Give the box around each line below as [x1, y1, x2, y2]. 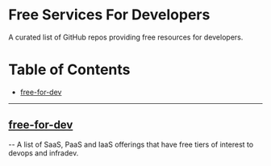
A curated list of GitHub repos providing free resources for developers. [8, 32, 244, 42]
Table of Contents [8, 60, 131, 79]
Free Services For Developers [8, 6, 211, 24]
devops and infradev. [8, 147, 79, 158]
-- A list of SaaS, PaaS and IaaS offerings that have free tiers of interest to [8, 139, 254, 149]
